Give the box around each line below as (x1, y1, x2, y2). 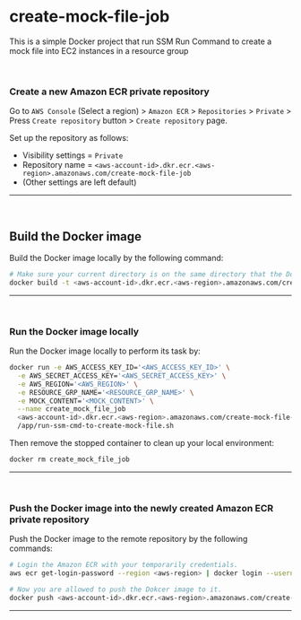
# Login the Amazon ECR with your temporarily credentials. (9, 561, 239, 570)
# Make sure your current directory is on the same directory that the (9, 270, 282, 279)
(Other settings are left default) (21, 177, 137, 188)
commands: (9, 543, 54, 554)
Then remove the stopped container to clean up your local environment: (9, 438, 275, 449)
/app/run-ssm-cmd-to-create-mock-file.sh (17, 422, 175, 431)
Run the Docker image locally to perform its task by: (9, 345, 202, 356)
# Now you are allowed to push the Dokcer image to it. (9, 585, 222, 594)
